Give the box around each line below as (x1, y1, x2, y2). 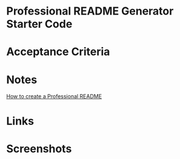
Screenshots (6, 141, 72, 155)
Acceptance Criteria (6, 45, 110, 59)
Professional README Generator (6, 4, 174, 18)
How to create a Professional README (6, 93, 102, 100)
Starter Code (6, 17, 73, 31)
